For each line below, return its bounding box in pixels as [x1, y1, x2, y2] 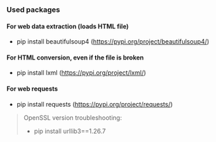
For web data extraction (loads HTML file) [6, 22, 129, 30]
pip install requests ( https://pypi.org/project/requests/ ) [16, 100, 173, 108]
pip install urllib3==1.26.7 [33, 127, 106, 135]
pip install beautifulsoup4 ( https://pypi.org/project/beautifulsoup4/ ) [16, 37, 210, 46]
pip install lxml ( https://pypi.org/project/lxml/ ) [16, 69, 147, 77]
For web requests [6, 85, 58, 93]
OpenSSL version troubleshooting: [23, 113, 122, 122]
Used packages [6, 5, 60, 15]
